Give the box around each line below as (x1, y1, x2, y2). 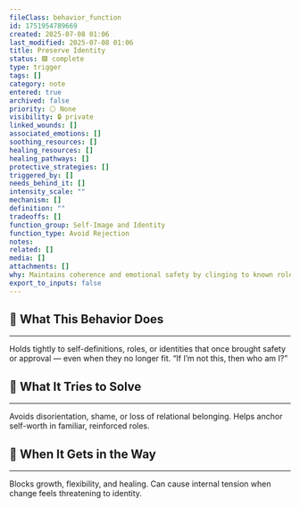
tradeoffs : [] (9, 212, 62, 221)
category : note (9, 79, 66, 88)
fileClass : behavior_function (9, 12, 122, 22)
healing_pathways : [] (9, 154, 90, 163)
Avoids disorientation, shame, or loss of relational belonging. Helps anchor (9, 411, 283, 422)
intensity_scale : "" (9, 187, 87, 196)
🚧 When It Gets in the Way (9, 446, 156, 461)
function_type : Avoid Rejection (9, 229, 129, 237)
